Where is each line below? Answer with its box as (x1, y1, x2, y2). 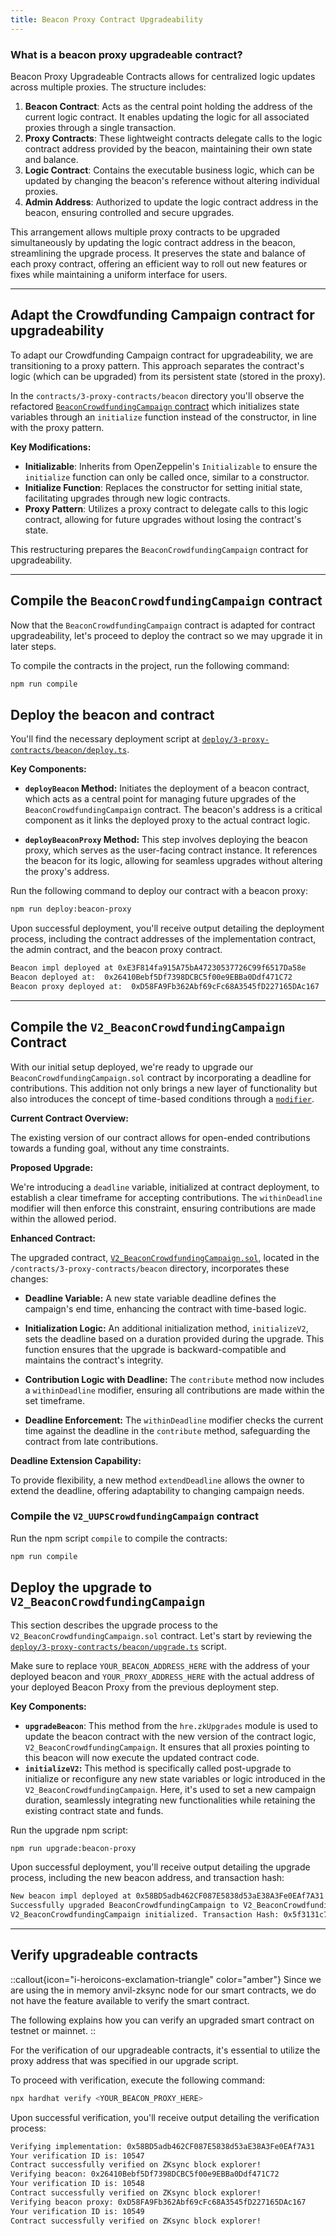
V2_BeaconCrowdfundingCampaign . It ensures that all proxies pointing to (24, 1741, 310, 1753)
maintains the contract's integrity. (24, 1354, 164, 1366)
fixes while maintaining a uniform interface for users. (10, 268, 228, 280)
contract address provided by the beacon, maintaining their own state (24, 142, 313, 155)
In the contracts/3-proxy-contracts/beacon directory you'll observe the (10, 389, 305, 401)
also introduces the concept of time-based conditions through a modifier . (10, 1092, 315, 1105)
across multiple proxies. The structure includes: (10, 81, 207, 93)
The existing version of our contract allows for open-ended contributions (10, 1131, 311, 1143)
